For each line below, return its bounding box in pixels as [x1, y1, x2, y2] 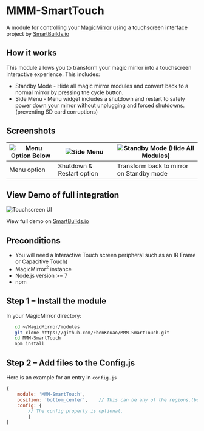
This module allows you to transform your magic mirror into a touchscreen [6, 64, 192, 71]
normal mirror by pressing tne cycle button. [15, 89, 124, 96]
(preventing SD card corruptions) [15, 108, 98, 116]
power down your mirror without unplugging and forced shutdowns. [15, 102, 185, 109]
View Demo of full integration [6, 190, 120, 200]
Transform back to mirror [117, 162, 189, 170]
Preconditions [6, 235, 61, 246]
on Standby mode [117, 169, 168, 178]
